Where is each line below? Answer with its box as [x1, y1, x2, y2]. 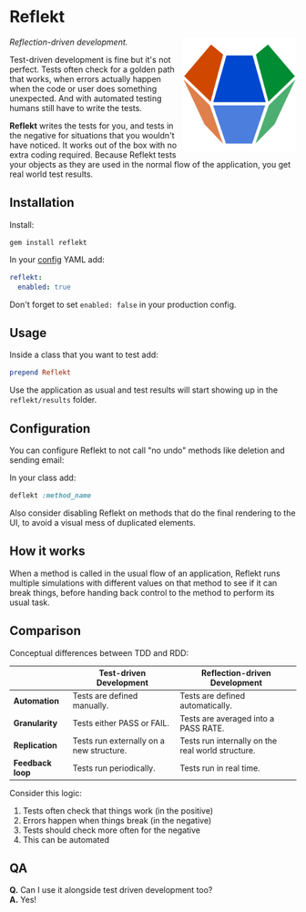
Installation [9, 195, 75, 210]
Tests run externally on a [72, 735, 166, 746]
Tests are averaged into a [179, 712, 275, 723]
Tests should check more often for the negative [22, 825, 201, 835]
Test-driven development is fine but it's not [9, 54, 171, 65]
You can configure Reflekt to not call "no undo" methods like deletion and [9, 445, 285, 456]
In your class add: [9, 472, 76, 483]
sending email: [9, 455, 65, 466]
